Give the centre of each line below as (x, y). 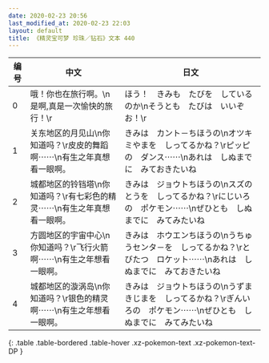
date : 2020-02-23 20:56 (48, 16)
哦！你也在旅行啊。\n (70, 95)
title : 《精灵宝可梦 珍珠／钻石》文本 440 (72, 38)
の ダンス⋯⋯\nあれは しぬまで (189, 157)
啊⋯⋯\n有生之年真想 (70, 157)
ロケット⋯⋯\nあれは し (205, 260)
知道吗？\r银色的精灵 (69, 299)
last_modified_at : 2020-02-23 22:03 (69, 23)
